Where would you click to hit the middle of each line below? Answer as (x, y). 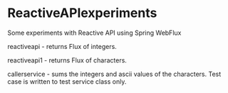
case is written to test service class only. (67, 81)
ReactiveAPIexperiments (82, 13)
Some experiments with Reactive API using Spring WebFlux (94, 33)
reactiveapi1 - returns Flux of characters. (67, 60)
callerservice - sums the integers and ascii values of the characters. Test (114, 74)
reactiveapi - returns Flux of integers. (62, 46)
